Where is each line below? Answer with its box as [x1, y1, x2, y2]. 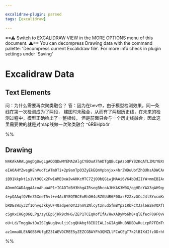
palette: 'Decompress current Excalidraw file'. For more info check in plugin [5, 45, 161, 51]
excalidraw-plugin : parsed [5, 12, 62, 17]
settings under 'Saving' [5, 51, 53, 57]
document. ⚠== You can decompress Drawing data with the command [5, 40, 152, 46]
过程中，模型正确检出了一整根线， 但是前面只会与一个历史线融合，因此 [9, 115, 156, 121]
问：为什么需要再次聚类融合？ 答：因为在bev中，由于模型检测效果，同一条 [5, 102, 160, 108]
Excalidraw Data [5, 68, 74, 79]
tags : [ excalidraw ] [5, 16, 46, 22]
